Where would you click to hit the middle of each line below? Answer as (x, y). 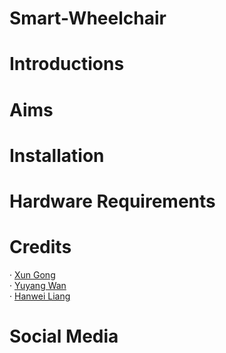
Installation (57, 155)
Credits (40, 247)
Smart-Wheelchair (88, 18)
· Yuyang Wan (38, 285)
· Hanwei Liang (40, 296)
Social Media (64, 336)
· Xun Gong (32, 274)
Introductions (67, 64)
